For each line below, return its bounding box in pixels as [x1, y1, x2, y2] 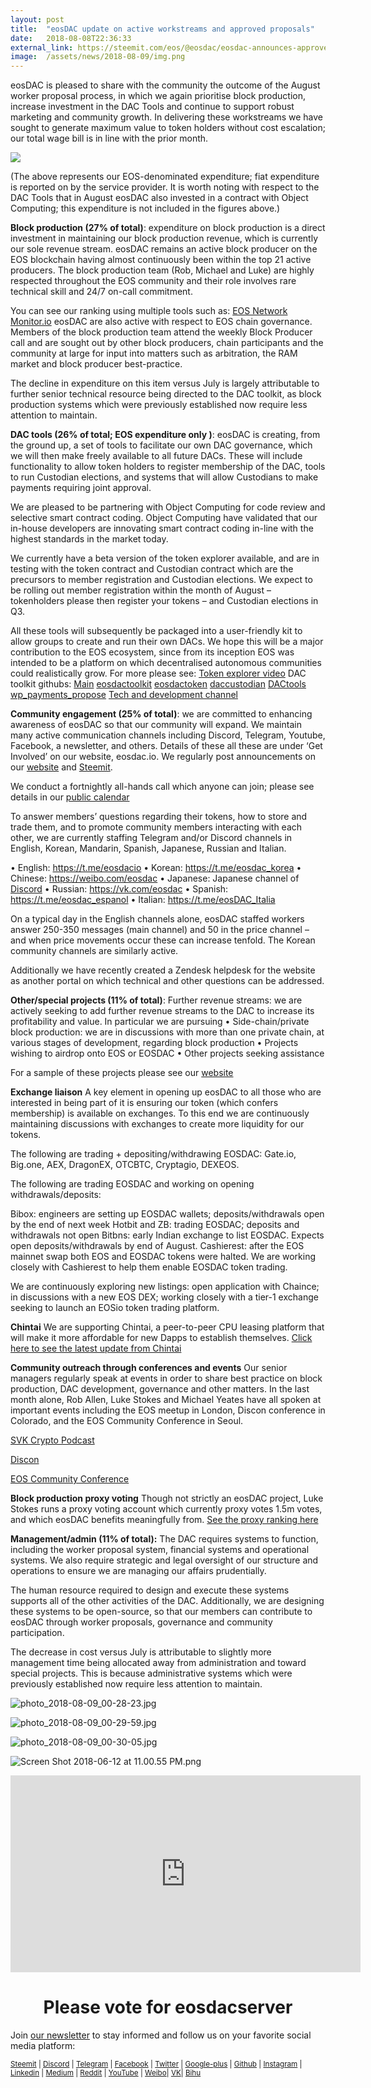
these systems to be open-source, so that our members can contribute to [10, 1606, 313, 1618]
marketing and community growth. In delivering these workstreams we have [10, 111, 323, 123]
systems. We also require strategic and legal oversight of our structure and [10, 1554, 319, 1566]
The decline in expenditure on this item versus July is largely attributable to [10, 377, 320, 390]
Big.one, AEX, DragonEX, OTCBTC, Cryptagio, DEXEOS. [10, 1159, 240, 1171]
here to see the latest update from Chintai [10, 1342, 182, 1355]
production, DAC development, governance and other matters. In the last [10, 1383, 310, 1395]
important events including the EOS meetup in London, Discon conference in [10, 1404, 326, 1416]
